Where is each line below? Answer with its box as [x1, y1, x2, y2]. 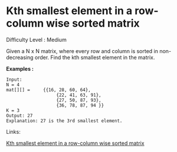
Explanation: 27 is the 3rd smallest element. [6, 118, 123, 124]
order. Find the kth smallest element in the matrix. [34, 54, 155, 61]
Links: [6, 128, 21, 135]
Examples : [6, 65, 34, 72]
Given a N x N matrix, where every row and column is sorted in [6, 47, 158, 54]
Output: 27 [6, 113, 33, 118]
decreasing [6, 54, 34, 61]
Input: [6, 77, 22, 82]
